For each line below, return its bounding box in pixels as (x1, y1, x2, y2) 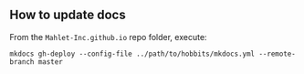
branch (9, 57, 35, 67)
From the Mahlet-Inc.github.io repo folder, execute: (9, 31, 207, 42)
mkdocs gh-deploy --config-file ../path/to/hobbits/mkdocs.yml (9, 49, 256, 58)
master (37, 57, 64, 67)
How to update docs (9, 7, 126, 23)
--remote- (258, 49, 297, 58)
